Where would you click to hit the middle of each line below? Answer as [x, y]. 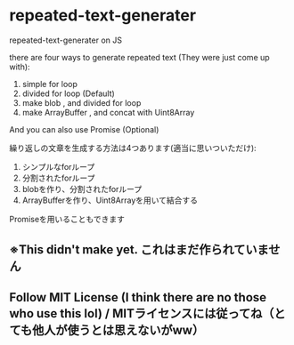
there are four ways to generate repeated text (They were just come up [139, 57]
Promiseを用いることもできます [67, 219]
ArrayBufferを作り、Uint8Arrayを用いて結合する [110, 200]
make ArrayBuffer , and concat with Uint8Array [108, 112]
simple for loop [50, 84]
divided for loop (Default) [69, 93]
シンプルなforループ [58, 166]
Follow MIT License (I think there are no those [138, 297]
